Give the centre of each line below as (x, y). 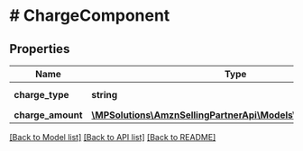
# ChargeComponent (90, 16)
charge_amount (48, 115)
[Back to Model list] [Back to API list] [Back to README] (113, 137)
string (105, 95)
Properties (40, 49)
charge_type (41, 95)
